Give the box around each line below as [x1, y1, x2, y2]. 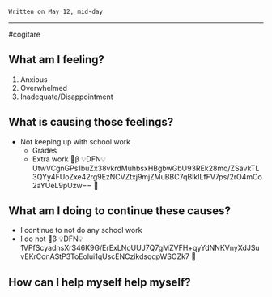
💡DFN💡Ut [80, 154, 107, 164]
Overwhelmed [19, 83, 67, 93]
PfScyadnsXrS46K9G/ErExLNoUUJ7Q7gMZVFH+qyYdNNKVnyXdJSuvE [19, 243, 261, 253]
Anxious [19, 74, 48, 84]
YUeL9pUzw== [32, 180, 92, 190]
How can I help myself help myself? [8, 275, 192, 289]
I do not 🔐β [19, 234, 57, 243]
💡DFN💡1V [58, 234, 83, 243]
